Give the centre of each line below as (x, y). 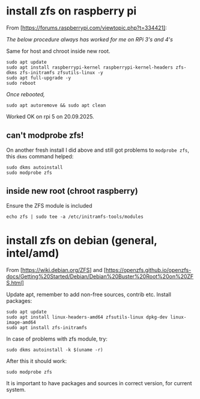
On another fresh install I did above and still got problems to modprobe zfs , (98, 150)
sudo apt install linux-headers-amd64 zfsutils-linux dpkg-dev (87, 317)
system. (16, 389)
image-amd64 (21, 322)
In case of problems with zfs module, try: (57, 339)
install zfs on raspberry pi (71, 11)
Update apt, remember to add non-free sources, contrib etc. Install (89, 294)
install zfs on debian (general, (82, 240)
